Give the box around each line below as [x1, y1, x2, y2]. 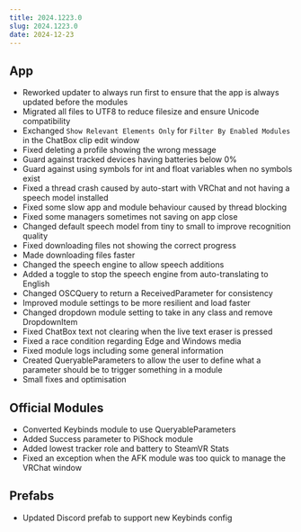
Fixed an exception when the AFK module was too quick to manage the [22, 453, 286, 464]
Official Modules [9, 400, 104, 415]
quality [22, 230, 49, 241]
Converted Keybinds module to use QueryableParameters [22, 424, 236, 435]
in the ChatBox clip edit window [22, 135, 140, 146]
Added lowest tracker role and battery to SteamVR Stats [22, 443, 229, 454]
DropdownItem [22, 317, 78, 328]
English [22, 278, 50, 289]
